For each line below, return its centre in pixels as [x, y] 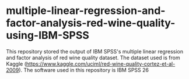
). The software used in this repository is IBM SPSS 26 [83, 70]
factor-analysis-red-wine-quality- [91, 23]
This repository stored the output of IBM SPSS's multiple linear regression [95, 51]
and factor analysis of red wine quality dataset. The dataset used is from [93, 58]
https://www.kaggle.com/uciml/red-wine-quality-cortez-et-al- [101, 64]
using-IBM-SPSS [48, 35]
